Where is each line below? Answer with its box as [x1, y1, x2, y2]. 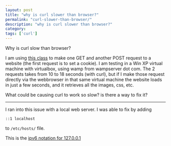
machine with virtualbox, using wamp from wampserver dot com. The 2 [5, 66, 155, 72]
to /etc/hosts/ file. [5, 125, 45, 131]
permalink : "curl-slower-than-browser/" [5, 17, 93, 22]
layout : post [5, 7, 33, 13]
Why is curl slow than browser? [5, 45, 71, 51]
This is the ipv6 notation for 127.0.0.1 [5, 135, 81, 141]
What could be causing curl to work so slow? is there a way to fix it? [5, 92, 148, 98]
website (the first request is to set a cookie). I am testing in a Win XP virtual [5, 61, 163, 66]
